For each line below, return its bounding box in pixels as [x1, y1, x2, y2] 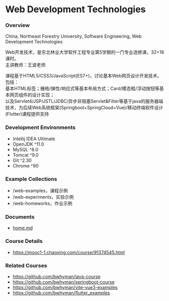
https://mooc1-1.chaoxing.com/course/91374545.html [12, 249, 125, 255]
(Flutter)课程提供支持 [5, 111, 49, 117]
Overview [5, 22, 30, 29]
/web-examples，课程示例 [12, 187, 68, 194]
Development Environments [5, 124, 76, 131]
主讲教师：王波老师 [5, 62, 46, 68]
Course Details [5, 238, 43, 245]
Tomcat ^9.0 [12, 152, 39, 158]
